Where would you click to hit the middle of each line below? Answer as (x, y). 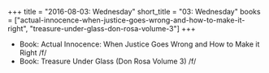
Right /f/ (33, 53)
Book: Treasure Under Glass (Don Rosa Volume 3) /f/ (108, 61)
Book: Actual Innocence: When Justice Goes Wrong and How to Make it (139, 44)
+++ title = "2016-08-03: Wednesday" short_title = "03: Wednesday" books (134, 12)
